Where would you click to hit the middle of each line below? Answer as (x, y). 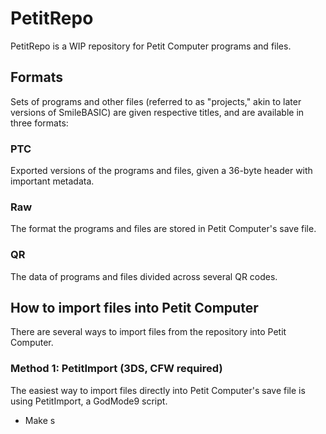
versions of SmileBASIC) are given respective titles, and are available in (157, 112)
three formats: (39, 123)
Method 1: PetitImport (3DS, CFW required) (116, 369)
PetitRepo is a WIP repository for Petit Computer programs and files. (151, 46)
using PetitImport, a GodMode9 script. (89, 401)
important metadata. (52, 181)
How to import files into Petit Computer (134, 308)
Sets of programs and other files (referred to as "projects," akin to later (156, 101)
